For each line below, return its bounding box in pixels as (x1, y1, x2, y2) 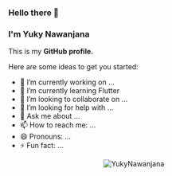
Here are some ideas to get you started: (8, 62, 139, 72)
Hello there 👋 (8, 7, 60, 18)
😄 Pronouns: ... (19, 131, 72, 142)
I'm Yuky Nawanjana (8, 28, 90, 39)
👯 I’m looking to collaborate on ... (19, 95, 128, 104)
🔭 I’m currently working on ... (19, 77, 115, 87)
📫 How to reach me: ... (19, 120, 96, 130)
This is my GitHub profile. (8, 47, 94, 57)
